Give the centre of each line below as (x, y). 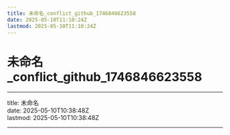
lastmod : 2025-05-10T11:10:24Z (52, 26)
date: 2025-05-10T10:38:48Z (48, 110)
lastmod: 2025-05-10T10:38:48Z (53, 118)
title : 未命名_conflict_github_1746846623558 (72, 13)
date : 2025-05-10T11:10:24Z (47, 20)
